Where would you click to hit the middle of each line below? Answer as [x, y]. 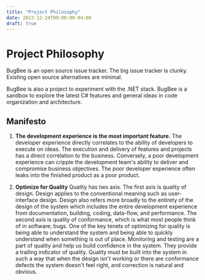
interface [27, 200]
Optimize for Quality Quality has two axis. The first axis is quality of [101, 187]
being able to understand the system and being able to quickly [94, 233]
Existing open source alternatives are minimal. [64, 77]
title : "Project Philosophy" [43, 12]
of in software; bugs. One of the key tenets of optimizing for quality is [103, 226]
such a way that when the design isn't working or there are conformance [107, 259]
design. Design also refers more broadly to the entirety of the [117, 200]
